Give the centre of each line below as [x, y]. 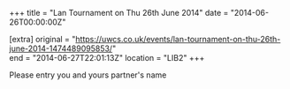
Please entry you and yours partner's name [88, 75]
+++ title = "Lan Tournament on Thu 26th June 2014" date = [119, 13]
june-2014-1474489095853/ [61, 48]
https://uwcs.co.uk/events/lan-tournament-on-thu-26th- [178, 39]
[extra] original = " [42, 39]
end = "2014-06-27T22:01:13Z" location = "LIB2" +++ [107, 58]
